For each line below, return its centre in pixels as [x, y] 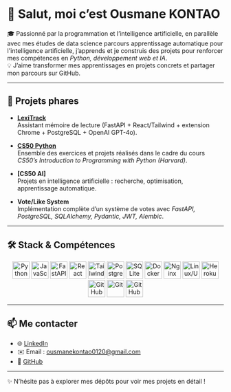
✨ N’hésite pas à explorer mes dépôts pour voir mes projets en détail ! [107, 382]
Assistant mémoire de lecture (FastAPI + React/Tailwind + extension [113, 125]
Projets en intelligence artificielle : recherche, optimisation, [100, 181]
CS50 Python [36, 145]
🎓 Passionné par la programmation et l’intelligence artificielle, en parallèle [113, 33]
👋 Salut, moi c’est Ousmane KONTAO [114, 14]
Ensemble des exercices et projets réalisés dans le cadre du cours [111, 153]
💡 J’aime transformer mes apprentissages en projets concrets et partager [111, 65]
